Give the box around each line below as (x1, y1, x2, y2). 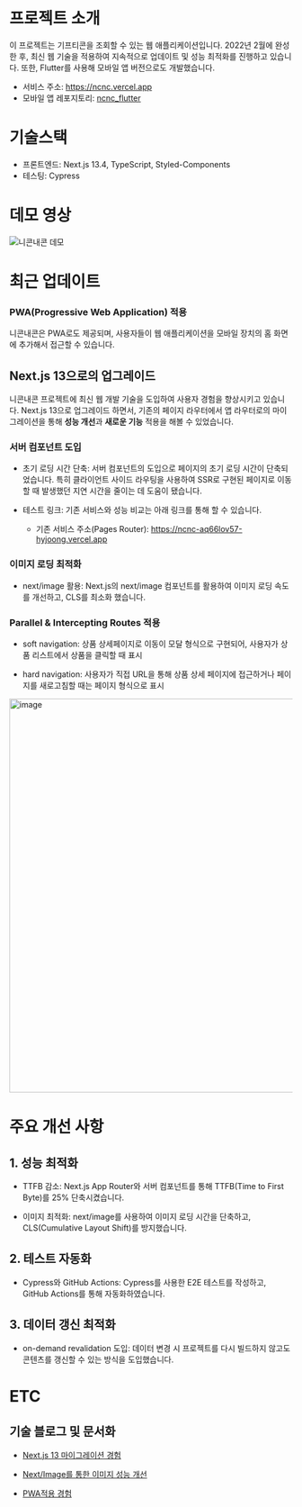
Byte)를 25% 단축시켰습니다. (22, 1192, 125, 1203)
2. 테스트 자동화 (9, 1251, 92, 1267)
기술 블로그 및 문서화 (9, 1424, 116, 1439)
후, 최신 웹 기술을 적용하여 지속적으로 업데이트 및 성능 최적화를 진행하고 (18, 50, 268, 61)
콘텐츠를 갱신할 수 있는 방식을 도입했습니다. (22, 1354, 174, 1365)
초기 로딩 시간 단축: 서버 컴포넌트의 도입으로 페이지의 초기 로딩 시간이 (22, 463, 265, 474)
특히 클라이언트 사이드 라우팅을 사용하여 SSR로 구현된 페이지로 (56, 474, 276, 485)
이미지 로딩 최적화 (9, 558, 83, 571)
